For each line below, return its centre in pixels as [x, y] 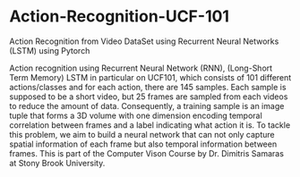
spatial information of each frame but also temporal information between [143, 144]
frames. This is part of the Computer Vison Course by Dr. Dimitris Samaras [147, 153]
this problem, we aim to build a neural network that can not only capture [142, 134]
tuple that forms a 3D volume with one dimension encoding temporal [136, 115]
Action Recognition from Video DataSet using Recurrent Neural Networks [144, 41]
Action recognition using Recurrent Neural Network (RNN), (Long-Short [141, 68]
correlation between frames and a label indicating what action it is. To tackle [150, 125]
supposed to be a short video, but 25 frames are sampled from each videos [149, 97]
